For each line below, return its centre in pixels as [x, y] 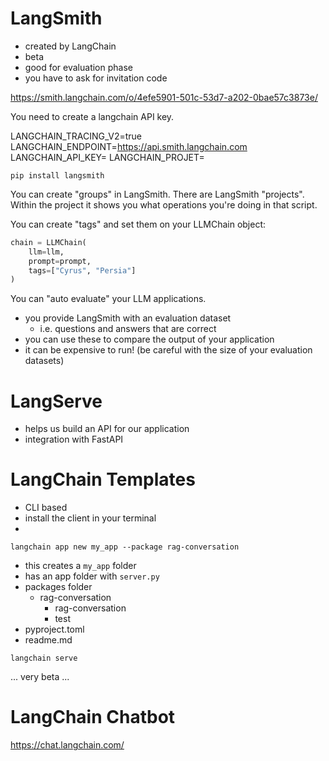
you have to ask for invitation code [96, 78]
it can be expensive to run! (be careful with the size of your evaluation [168, 350]
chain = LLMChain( [48, 242]
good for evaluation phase [78, 67]
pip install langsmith [57, 175]
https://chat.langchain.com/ [67, 745]
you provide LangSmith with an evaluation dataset [128, 318]
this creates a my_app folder [80, 566]
